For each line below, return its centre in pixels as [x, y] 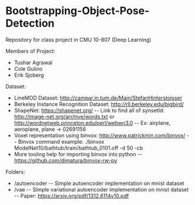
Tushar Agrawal [33, 62]
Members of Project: [30, 51]
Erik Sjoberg [29, 75]
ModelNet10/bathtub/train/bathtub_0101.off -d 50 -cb [79, 148]
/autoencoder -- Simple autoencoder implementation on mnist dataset [99, 183]
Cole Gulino [28, 68]
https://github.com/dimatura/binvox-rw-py [65, 160]
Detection [30, 23]
